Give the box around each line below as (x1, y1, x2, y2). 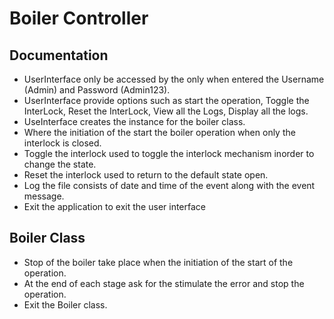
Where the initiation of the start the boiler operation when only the (23, 127, 296, 138)
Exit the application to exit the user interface (23, 201, 206, 212)
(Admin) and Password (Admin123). (23, 84, 171, 96)
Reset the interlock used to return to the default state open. (23, 169, 269, 181)
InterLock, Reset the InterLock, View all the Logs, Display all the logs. (23, 105, 309, 117)
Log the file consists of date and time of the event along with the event (23, 180, 316, 191)
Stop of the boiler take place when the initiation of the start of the (23, 256, 294, 268)
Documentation (9, 47, 109, 64)
